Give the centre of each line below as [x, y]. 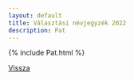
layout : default [35, 15]
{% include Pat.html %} [47, 53]
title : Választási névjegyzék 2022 [67, 23]
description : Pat [37, 30]
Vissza [19, 68]
